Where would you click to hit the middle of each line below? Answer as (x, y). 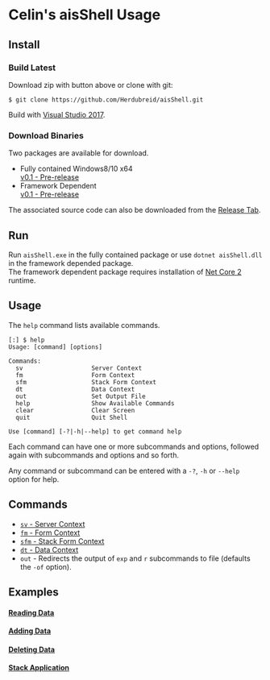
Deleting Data (31, 649)
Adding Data (30, 631)
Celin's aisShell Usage (85, 15)
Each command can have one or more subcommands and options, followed (134, 446)
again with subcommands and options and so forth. (94, 455)
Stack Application (39, 668)
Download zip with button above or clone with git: (91, 85)
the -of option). (46, 566)
